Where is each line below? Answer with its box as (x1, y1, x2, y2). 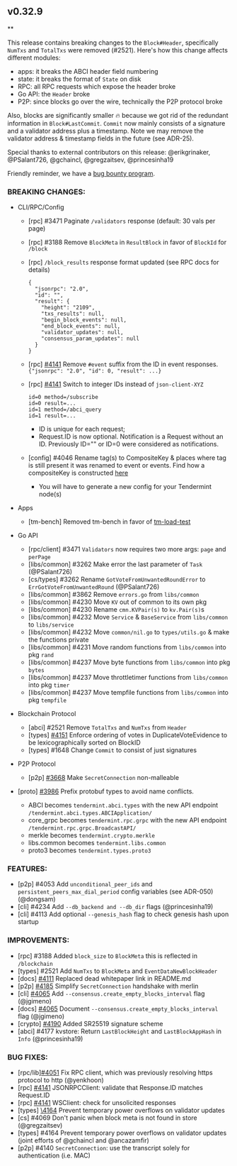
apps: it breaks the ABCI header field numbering (17, 67, 158, 75)
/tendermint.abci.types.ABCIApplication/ (28, 810, 152, 817)
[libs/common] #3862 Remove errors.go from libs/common (28, 590, 200, 599)
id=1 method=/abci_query (28, 406, 102, 414)
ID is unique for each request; (38, 425, 125, 434)
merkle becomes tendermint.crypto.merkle (28, 831, 156, 840)
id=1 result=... (28, 412, 76, 419)
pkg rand (28, 651, 54, 659)
